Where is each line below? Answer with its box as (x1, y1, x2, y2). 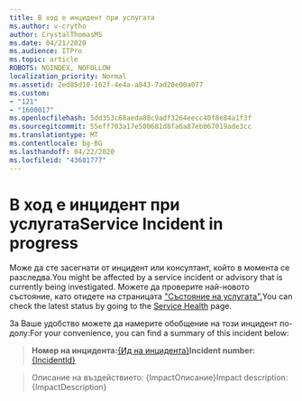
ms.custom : (9, 88, 50, 97)
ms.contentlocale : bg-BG (9, 139, 103, 148)
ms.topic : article (9, 55, 78, 64)
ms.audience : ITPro (9, 47, 83, 56)
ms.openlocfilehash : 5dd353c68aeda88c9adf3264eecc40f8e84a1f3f (9, 114, 252, 123)
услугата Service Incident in (9, 214, 224, 234)
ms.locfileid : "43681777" (9, 155, 106, 165)
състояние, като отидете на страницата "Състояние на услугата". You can (9, 291, 293, 302)
